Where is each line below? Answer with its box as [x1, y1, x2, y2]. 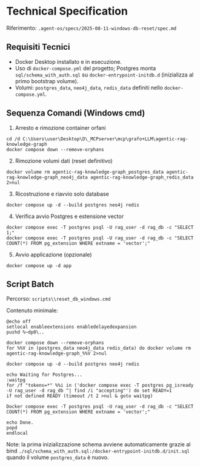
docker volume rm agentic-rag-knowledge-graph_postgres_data [6, 169, 164, 175]
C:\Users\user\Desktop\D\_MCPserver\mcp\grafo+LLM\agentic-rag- [22, 135, 188, 142]
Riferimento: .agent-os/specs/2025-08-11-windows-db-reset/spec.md [6, 24, 177, 32]
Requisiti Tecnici [6, 42, 70, 52]
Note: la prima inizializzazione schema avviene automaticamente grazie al [6, 441, 191, 448]
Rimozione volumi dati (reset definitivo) [15, 157, 113, 165]
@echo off [6, 319, 32, 325]
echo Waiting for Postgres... [6, 372, 83, 378]
